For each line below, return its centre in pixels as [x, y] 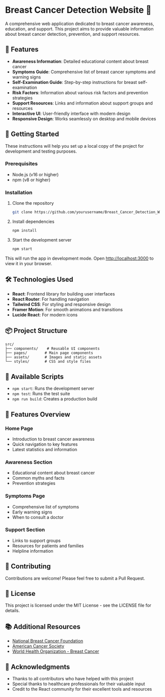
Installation [19, 192]
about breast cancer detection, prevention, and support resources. [72, 34]
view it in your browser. [29, 263]
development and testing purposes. [41, 151]
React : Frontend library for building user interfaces [64, 294]
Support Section [25, 530]
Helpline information [33, 551]
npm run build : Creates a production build [55, 399]
